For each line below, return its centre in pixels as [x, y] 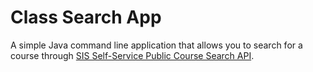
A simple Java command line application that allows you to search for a [156, 45]
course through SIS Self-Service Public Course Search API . [132, 55]
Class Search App [86, 17]
